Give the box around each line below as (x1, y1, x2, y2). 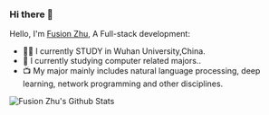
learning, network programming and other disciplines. (22, 78, 224, 89)
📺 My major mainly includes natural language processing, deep (22, 66, 261, 76)
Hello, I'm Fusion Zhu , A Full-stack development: (9, 29, 190, 40)
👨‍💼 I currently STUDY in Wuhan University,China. (22, 46, 206, 57)
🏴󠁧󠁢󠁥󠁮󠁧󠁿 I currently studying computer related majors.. (22, 56, 202, 66)
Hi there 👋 (9, 8, 54, 21)
